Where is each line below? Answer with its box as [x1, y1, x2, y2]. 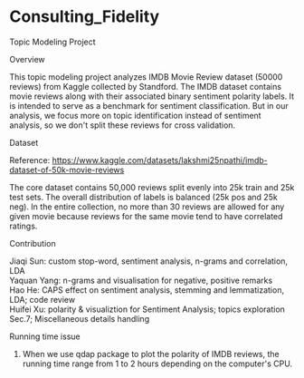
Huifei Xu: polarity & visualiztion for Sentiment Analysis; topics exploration [9, 304, 285, 315]
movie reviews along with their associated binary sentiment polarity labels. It [9, 91, 295, 102]
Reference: [9, 154, 51, 165]
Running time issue [9, 331, 81, 342]
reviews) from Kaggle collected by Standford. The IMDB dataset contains [9, 81, 282, 92]
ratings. [9, 220, 38, 231]
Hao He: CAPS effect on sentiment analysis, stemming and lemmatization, [9, 284, 285, 296]
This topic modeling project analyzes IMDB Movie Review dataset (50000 [9, 71, 283, 82]
